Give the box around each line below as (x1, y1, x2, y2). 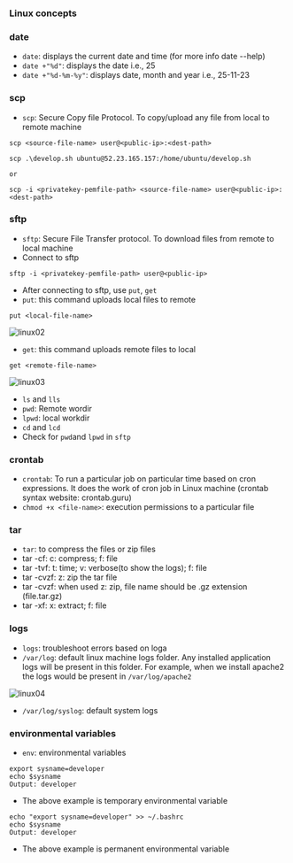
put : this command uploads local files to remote (21, 294, 197, 304)
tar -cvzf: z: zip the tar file (21, 572, 118, 582)
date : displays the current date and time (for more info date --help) (21, 51, 266, 62)
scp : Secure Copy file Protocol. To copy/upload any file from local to (21, 112, 270, 122)
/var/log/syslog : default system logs (21, 705, 158, 715)
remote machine (21, 121, 82, 132)
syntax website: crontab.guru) (21, 492, 133, 503)
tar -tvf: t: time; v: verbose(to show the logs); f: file (21, 563, 208, 574)
